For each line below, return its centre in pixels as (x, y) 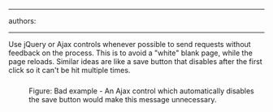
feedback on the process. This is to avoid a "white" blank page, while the (131, 53)
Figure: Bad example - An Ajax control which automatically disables (141, 91)
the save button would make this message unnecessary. (123, 99)
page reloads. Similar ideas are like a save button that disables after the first (135, 61)
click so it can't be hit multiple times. (69, 70)
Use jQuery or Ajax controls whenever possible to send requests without (130, 44)
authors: (22, 21)
